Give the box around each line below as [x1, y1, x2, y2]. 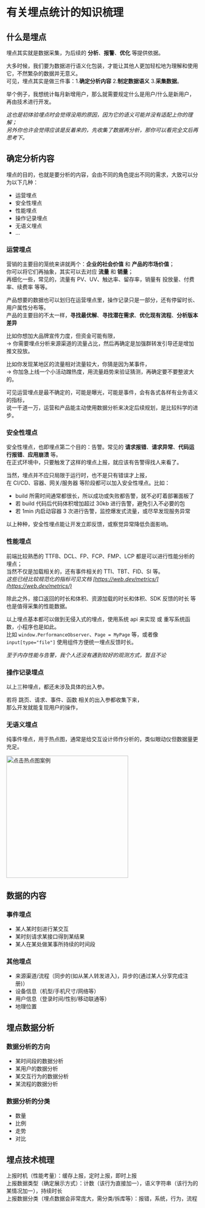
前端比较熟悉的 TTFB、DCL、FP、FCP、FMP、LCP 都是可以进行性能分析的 [6, 552, 195, 560]
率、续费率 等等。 [6, 284, 50, 291]
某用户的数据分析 [15, 1064, 58, 1072]
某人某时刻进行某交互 [15, 925, 69, 932]
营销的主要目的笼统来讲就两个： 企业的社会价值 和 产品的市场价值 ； [6, 260, 175, 268]
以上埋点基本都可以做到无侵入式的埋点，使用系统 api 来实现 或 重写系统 [6, 615, 186, 623]
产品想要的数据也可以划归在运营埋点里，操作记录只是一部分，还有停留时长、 [6, 296, 198, 304]
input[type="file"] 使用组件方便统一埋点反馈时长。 [6, 638, 137, 645]
